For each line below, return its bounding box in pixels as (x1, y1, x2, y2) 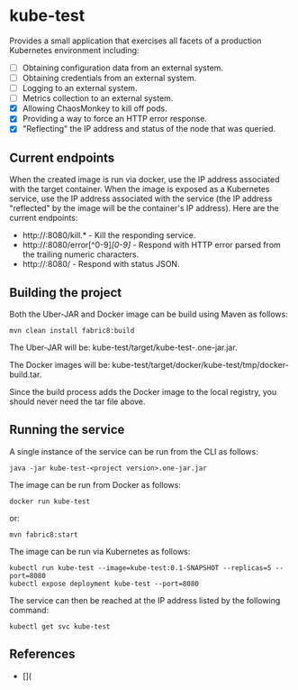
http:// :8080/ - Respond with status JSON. (22, 259, 180, 270)
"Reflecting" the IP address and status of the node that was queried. (22, 124, 276, 134)
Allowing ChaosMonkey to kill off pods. (22, 103, 168, 114)
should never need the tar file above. (9, 396, 146, 407)
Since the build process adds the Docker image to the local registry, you (9, 387, 277, 397)
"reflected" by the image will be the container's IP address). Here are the (9, 203, 279, 214)
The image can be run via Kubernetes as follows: (9, 546, 191, 557)
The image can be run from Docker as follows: (9, 479, 182, 490)
